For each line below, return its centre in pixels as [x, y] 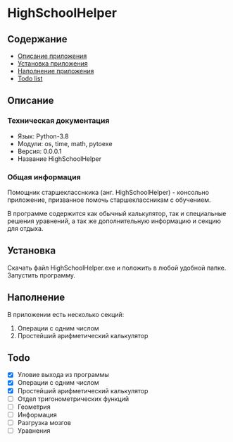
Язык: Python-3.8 [43, 136]
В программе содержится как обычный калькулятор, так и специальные [117, 213]
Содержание [38, 39]
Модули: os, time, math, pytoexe [65, 143]
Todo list [30, 78]
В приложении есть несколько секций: [66, 314]
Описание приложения [52, 56]
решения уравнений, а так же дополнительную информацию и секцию [114, 221]
